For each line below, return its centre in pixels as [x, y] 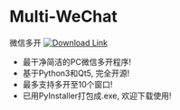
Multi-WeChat [63, 17]
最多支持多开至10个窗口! [67, 84]
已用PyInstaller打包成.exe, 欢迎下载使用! [97, 96]
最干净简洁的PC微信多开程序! [76, 61]
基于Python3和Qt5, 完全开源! [76, 73]
